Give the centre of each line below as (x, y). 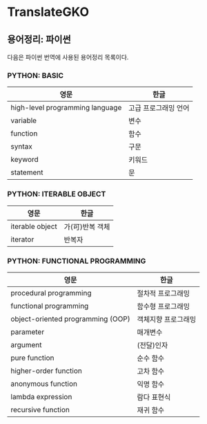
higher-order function (47, 371)
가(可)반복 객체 (87, 227)
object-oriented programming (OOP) (70, 319)
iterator (22, 239)
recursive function (40, 409)
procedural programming (51, 293)
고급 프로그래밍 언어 (159, 108)
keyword (25, 160)
